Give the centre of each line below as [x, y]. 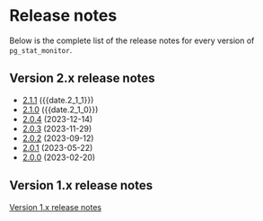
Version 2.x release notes [82, 79]
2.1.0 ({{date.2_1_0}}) [60, 110]
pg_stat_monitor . [41, 49]
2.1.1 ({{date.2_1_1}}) [58, 100]
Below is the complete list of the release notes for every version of [132, 40]
